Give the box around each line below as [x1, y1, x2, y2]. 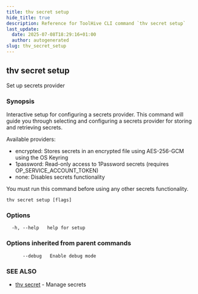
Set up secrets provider [6, 82, 65, 89]
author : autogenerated [12, 37, 69, 43]
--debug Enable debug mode [22, 253, 97, 259]
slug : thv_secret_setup [6, 43, 67, 49]
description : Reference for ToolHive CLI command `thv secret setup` [6, 20, 186, 26]
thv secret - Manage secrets [15, 281, 86, 288]
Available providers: [6, 135, 56, 143]
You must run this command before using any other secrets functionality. [6, 185, 189, 192]
